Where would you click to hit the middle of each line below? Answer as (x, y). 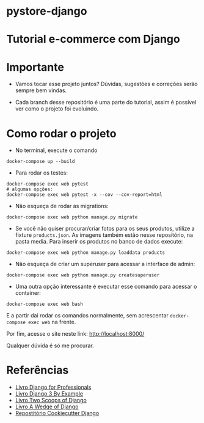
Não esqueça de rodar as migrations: (62, 206)
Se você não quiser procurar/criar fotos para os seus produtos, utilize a (105, 229)
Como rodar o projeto (61, 133)
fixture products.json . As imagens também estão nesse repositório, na (104, 235)
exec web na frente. (52, 322)
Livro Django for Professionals (53, 387)
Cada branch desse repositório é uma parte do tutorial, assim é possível (106, 103)
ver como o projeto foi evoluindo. (57, 109)
